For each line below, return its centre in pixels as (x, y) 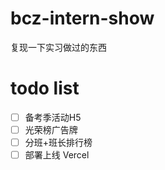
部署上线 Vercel (57, 155)
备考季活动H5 (53, 117)
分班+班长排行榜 (58, 142)
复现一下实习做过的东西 (58, 47)
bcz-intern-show (82, 18)
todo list (45, 88)
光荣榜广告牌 (51, 129)
